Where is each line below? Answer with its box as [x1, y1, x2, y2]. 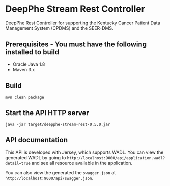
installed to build [5, 48, 60, 56]
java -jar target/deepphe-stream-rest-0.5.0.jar [5, 122, 110, 127]
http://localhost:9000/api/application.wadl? [67, 156, 165, 161]
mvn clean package [5, 95, 44, 100]
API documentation [5, 135, 68, 144]
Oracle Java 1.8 [12, 61, 45, 67]
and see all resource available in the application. [31, 160, 132, 166]
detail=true [5, 161, 31, 166]
